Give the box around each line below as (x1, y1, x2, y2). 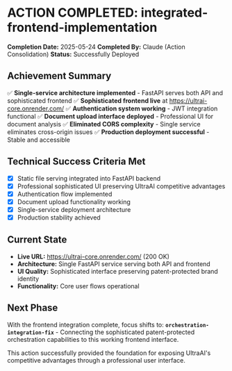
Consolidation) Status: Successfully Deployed (7, 50, 140, 58)
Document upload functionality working (17, 197, 131, 206)
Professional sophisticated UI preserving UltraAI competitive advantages (17, 182, 226, 190)
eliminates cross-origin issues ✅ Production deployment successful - (7, 127, 210, 136)
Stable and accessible (7, 135, 71, 144)
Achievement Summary (7, 70, 112, 82)
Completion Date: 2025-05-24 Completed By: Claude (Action (7, 42, 185, 51)
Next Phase (7, 302, 58, 314)
